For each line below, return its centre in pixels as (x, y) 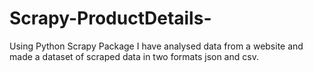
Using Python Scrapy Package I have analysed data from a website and (156, 46)
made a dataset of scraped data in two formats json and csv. (134, 56)
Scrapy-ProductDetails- (110, 18)
